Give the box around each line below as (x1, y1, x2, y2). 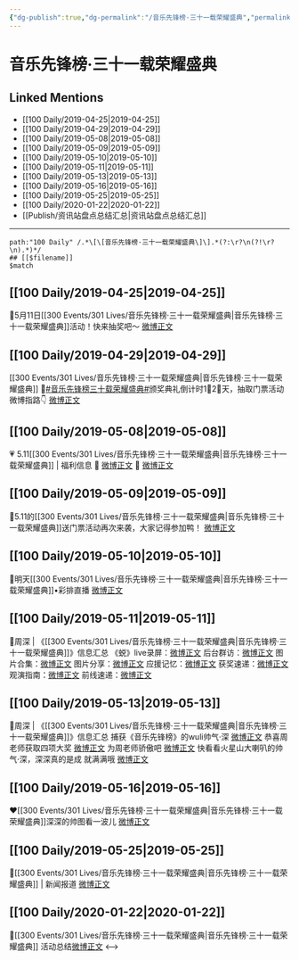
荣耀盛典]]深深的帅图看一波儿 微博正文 (9, 816, 150, 827)
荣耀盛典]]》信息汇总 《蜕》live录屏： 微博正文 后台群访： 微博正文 (32, 647, 274, 658)
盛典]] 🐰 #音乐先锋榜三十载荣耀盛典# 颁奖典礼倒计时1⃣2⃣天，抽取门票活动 (16, 384, 285, 394)
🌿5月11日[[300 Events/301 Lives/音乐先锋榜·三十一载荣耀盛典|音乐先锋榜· (9, 310, 276, 321)
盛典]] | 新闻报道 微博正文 (16, 878, 110, 889)
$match (9, 261, 34, 270)
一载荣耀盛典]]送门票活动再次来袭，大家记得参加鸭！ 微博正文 (9, 522, 236, 533)
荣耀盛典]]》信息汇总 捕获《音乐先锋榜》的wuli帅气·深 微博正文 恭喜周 (32, 732, 288, 742)
